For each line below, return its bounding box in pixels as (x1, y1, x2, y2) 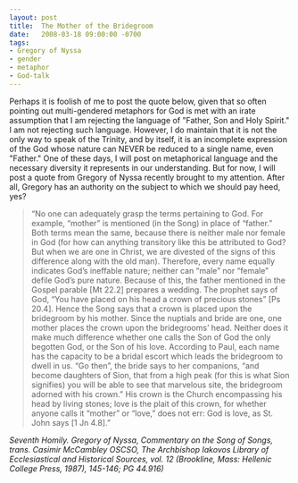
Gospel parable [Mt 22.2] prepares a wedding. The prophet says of (30, 284, 278, 295)
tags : (9, 38, 29, 47)
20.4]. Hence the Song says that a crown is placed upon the (30, 303, 252, 314)
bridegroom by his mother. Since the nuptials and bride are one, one (30, 312, 283, 323)
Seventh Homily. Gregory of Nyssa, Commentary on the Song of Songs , (9, 435, 274, 445)
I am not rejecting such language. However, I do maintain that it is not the (9, 124, 277, 135)
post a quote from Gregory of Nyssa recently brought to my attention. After (9, 172, 286, 182)
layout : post (9, 13, 58, 22)
